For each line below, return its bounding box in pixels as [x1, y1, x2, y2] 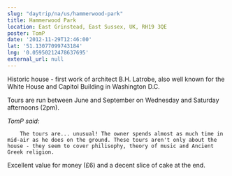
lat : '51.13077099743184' [7, 43, 82, 50]
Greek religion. [7, 148, 55, 156]
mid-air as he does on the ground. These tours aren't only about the [7, 136, 217, 143]
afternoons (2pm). [7, 103, 59, 112]
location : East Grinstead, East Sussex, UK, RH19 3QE [7, 23, 168, 30]
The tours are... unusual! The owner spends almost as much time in [20, 130, 224, 137]
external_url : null [7, 56, 64, 63]
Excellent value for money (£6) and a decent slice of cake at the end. [7, 161, 206, 169]
